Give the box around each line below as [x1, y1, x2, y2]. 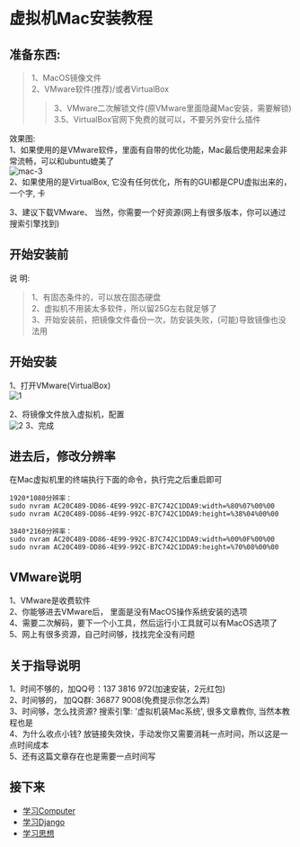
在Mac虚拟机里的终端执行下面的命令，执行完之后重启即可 [9, 474, 223, 485]
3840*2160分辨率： [9, 527, 73, 536]
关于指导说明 [9, 658, 81, 673]
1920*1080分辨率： [9, 494, 73, 503]
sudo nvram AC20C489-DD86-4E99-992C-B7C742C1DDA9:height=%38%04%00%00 [9, 509, 279, 518]
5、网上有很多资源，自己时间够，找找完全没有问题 [9, 629, 196, 640]
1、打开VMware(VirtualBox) [9, 380, 111, 391]
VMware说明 [9, 569, 82, 585]
